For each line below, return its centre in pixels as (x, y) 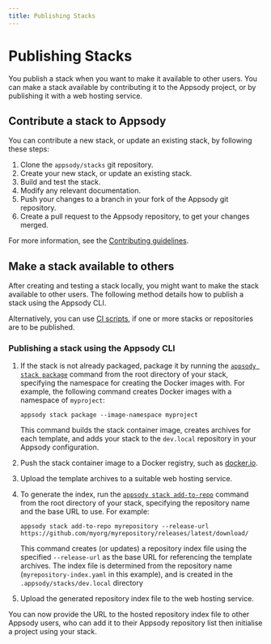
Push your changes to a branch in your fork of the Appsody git (124, 199)
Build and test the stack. (60, 182)
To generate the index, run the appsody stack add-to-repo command (134, 494)
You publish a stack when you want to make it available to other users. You (133, 79)
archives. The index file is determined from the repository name (126, 566)
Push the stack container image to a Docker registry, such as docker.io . (139, 463)
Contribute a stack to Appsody (87, 121)
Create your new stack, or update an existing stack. (106, 173)
